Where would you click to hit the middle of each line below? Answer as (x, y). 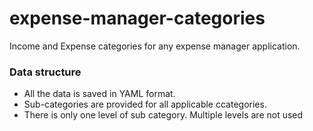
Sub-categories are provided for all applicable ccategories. (145, 104)
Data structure (45, 72)
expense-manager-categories (137, 18)
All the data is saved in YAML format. (99, 94)
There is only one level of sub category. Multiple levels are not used (163, 115)
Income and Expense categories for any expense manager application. (155, 46)
